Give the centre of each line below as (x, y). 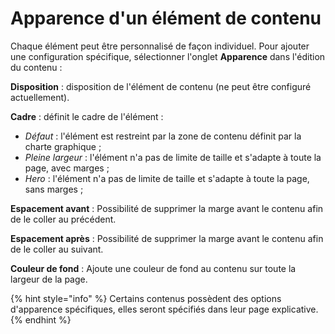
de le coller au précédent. (63, 219)
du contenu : (36, 67)
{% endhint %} (41, 319)
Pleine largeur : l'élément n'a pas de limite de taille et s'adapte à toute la (173, 157)
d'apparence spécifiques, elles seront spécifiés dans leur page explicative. (164, 309)
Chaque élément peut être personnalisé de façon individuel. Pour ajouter (160, 46)
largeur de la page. (49, 279)
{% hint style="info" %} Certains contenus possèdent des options (146, 298)
